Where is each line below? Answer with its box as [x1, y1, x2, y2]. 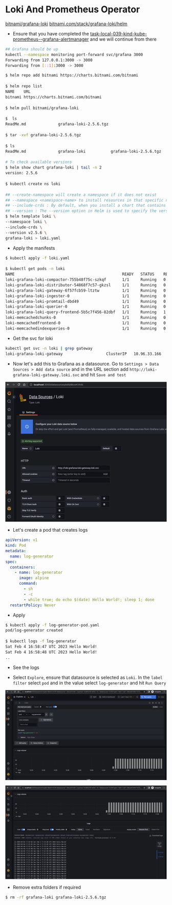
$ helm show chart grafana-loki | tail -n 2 [5, 165, 102, 170]
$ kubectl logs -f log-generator [5, 639, 77, 644]
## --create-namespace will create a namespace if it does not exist [5, 192, 157, 197]
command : [18, 581, 38, 586]
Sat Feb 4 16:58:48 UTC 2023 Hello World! [5, 649, 97, 655]
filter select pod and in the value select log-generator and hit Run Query [12, 680, 166, 686]
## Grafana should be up [5, 46, 58, 52]
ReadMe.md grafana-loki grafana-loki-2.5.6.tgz [5, 149, 161, 154]
